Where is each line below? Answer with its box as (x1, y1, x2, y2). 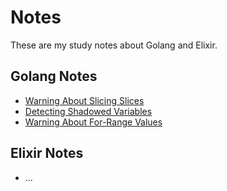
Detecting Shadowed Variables (24, 105, 153, 117)
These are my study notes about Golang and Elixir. (10, 39, 218, 51)
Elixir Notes (10, 145, 84, 162)
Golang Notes (10, 68, 98, 85)
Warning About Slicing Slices (24, 94, 145, 106)
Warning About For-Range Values (24, 116, 163, 128)
